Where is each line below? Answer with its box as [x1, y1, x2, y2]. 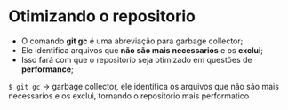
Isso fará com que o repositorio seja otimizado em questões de [20, 54, 252, 65]
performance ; [20, 64, 75, 75]
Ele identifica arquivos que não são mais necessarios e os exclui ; [20, 44, 264, 55]
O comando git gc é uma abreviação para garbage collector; [20, 35, 244, 46]
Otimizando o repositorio [8, 6, 196, 27]
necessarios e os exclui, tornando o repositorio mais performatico [8, 90, 250, 101]
